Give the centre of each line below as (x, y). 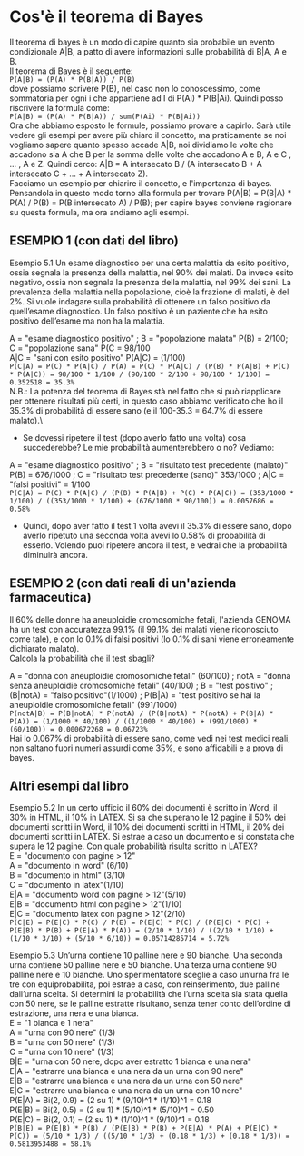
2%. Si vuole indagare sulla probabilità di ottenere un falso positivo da (140, 301)
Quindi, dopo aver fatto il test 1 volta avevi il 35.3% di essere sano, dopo (157, 525)
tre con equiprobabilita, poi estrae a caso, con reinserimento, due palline (145, 984)
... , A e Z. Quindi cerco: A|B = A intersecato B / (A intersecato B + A (136, 164)
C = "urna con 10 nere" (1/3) (62, 1052)
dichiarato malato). (44, 648)
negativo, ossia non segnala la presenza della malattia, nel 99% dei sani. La (151, 282)
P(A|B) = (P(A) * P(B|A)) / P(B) (73, 79)
